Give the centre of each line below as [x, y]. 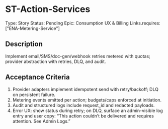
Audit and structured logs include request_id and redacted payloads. [83, 105]
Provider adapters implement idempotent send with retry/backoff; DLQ [85, 89]
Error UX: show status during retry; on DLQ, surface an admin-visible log [88, 110]
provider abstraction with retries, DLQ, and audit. [56, 61]
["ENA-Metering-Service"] [33, 28]
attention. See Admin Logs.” [41, 121]
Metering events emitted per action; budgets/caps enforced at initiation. [87, 100]
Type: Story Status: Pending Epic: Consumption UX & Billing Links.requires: [83, 23]
